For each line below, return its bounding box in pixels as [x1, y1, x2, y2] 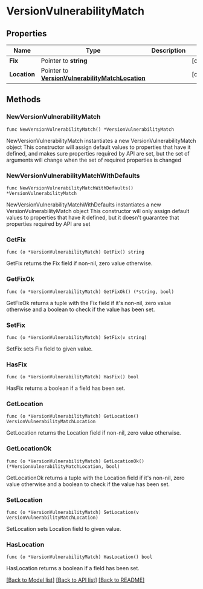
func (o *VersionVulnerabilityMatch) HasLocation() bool [6, 554, 153, 561]
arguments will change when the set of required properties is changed [6, 156, 181, 163]
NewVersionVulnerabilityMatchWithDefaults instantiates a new [6, 201, 161, 208]
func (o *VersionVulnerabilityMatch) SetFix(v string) [6, 334, 147, 340]
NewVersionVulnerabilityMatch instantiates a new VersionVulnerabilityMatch [6, 137, 196, 144]
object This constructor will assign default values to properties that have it [6, 143, 191, 151]
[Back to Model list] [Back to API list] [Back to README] [6, 576, 145, 584]
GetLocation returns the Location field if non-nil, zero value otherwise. [6, 429, 181, 436]
